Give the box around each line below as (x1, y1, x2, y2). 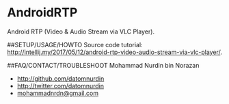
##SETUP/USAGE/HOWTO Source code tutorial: (7, 40, 143, 49)
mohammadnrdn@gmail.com (16, 89, 99, 97)
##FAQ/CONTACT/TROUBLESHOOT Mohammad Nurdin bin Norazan (7, 61, 200, 69)
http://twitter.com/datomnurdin (16, 81, 105, 90)
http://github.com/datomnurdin (16, 74, 105, 83)
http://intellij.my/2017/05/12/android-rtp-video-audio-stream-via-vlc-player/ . (7, 48, 222, 56)
